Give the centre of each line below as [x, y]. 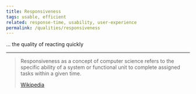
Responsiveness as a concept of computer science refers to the [97, 61]
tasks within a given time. [51, 74]
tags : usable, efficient [36, 17]
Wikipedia [32, 85]
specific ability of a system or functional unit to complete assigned [100, 67]
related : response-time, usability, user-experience [71, 22]
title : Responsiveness [34, 11]
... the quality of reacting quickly [45, 44]
